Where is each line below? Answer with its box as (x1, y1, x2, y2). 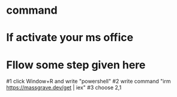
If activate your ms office (6, 31, 134, 45)
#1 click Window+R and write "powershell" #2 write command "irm (6, 78, 171, 85)
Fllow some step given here (6, 58, 146, 71)
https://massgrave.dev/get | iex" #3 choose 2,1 (6, 84, 122, 91)
